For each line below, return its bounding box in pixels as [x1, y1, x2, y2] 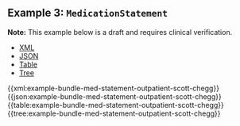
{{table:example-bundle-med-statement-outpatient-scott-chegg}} [7, 100, 224, 109]
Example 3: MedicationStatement [7, 6, 168, 20]
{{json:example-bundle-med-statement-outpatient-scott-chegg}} [7, 91, 222, 101]
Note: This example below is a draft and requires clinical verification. [7, 27, 233, 36]
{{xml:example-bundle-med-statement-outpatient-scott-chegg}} [7, 83, 220, 93]
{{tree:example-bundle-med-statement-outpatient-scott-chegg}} [7, 109, 221, 118]
